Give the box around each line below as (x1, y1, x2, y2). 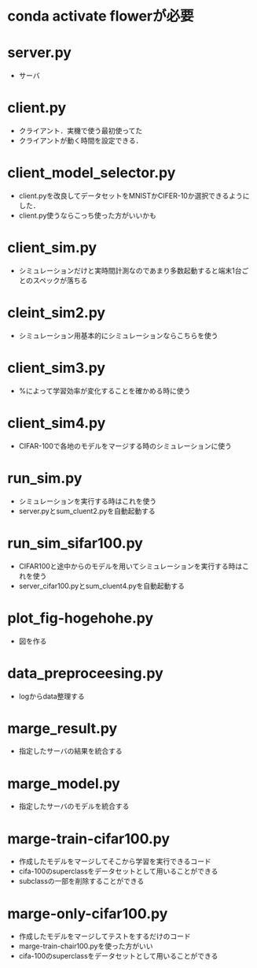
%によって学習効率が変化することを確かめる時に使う (18, 385, 191, 395)
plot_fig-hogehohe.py (7, 609, 154, 627)
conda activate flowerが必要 (7, 7, 194, 25)
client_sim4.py (7, 415, 106, 432)
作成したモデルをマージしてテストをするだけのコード (18, 932, 192, 941)
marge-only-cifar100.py (7, 904, 168, 922)
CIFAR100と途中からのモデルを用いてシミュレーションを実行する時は (18, 561, 243, 571)
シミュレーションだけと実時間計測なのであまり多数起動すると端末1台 (18, 266, 242, 275)
